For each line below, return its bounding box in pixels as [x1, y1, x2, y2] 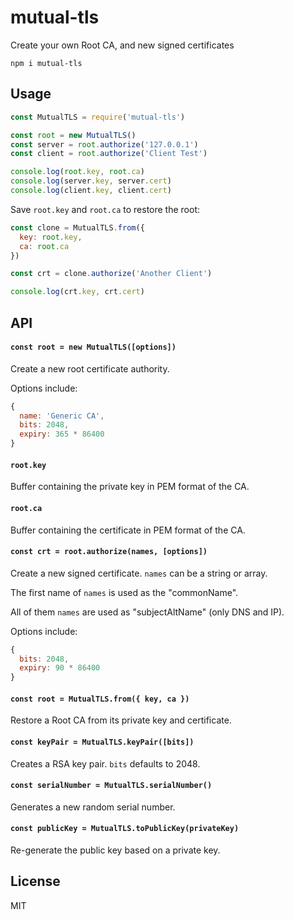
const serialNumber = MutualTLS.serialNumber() [10, 781, 213, 791]
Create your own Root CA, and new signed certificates [10, 39, 235, 51]
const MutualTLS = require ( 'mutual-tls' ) [10, 112, 186, 122]
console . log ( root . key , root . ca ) [10, 167, 145, 177]
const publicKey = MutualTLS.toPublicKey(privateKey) [10, 824, 240, 834]
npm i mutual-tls [10, 58, 83, 68]
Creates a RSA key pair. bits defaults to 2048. [10, 757, 201, 770]
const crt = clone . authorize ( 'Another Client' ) [10, 269, 213, 279]
